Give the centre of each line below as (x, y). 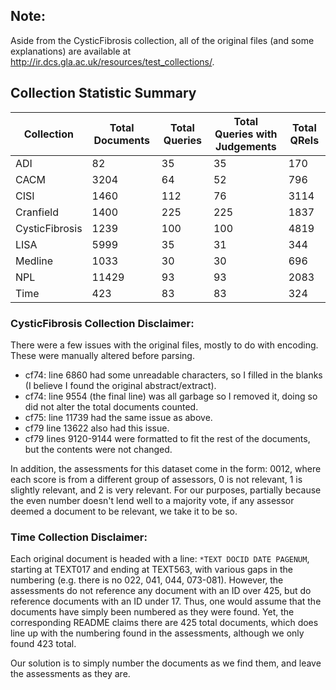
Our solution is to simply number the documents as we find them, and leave (166, 663)
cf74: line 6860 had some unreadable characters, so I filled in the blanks (173, 375)
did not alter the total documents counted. (111, 406)
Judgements (245, 146)
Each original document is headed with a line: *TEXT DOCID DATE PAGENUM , (160, 559)
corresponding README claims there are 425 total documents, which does (164, 623)
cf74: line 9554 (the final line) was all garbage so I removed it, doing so (171, 396)
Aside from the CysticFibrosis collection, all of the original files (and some (162, 40)
